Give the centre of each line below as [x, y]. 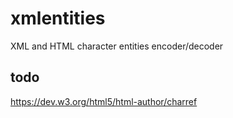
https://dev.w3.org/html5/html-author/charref [104, 101]
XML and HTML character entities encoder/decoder [117, 46]
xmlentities [58, 18]
